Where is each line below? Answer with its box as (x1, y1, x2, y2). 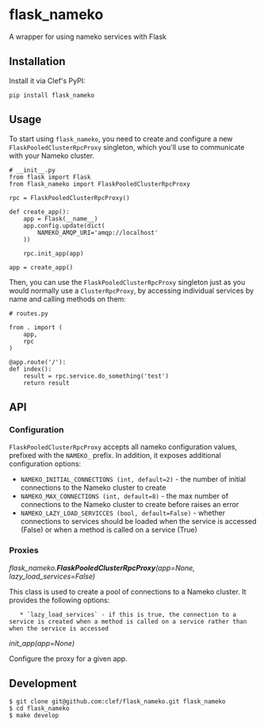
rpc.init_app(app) (23, 249, 84, 257)
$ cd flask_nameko (9, 705, 70, 713)
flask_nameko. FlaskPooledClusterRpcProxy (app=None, (9, 563, 195, 572)
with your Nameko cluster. (9, 151, 94, 160)
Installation (9, 55, 66, 68)
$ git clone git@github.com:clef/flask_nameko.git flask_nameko (9, 698, 226, 706)
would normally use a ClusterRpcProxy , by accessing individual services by (9, 286, 254, 295)
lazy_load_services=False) (9, 571, 96, 581)
